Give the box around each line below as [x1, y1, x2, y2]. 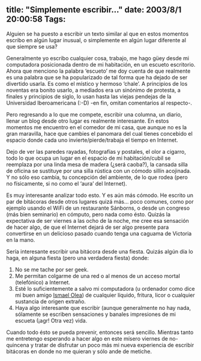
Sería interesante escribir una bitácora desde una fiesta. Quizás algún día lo [6, 247, 193, 255]
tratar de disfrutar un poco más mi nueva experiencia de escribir [35, 341, 194, 348]
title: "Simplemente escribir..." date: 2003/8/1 [6, 5, 182, 15]
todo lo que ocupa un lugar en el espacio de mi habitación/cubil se [6, 154, 171, 162]
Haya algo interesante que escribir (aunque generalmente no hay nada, [14, 304, 191, 311]
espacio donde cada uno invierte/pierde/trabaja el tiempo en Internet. [6, 136, 178, 144]
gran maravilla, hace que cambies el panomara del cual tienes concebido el [6, 130, 193, 137]
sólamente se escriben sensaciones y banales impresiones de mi [14, 311, 176, 318]
